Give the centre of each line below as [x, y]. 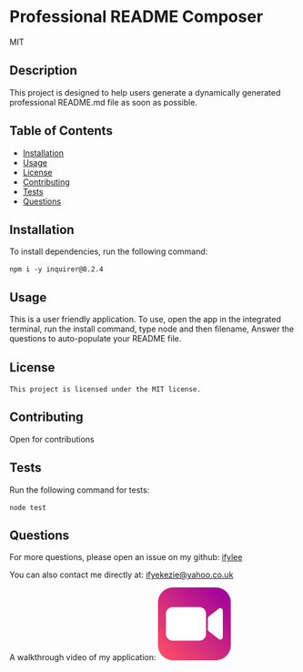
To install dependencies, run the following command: [109, 251]
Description [43, 71]
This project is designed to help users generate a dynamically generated [145, 92]
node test [28, 507]
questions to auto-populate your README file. [96, 339]
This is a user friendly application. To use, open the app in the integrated [146, 320]
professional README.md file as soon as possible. [104, 102]
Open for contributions [52, 439]
